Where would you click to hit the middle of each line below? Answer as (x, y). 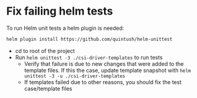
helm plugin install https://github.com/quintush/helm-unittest (89, 39)
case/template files (48, 88)
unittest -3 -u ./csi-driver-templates (75, 76)
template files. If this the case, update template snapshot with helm (108, 70)
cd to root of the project (45, 51)
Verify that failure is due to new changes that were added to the (104, 64)
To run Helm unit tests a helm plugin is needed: (65, 28)
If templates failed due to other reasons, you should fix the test (103, 82)
